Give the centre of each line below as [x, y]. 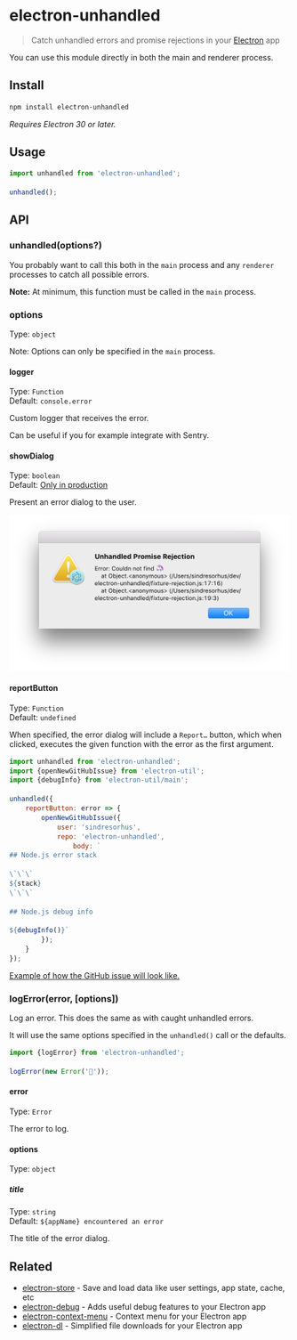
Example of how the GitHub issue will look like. [95, 975]
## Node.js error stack [53, 856]
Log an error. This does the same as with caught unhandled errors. [132, 1018]
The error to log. [39, 1129]
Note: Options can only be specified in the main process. [112, 352]
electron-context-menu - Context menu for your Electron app [134, 1316]
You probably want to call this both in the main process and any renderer [142, 264]
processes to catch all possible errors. [79, 274]
